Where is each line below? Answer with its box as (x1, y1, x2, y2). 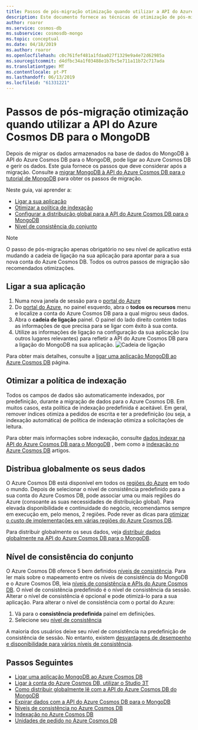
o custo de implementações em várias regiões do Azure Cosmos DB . (6, 517, 173, 524)
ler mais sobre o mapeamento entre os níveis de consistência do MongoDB (6, 574, 189, 581)
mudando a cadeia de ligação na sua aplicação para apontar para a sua (6, 252, 180, 259)
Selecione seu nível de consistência (14, 617, 102, 624)
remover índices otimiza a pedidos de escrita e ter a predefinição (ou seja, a (6, 410, 191, 417)
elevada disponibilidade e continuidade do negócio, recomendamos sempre (6, 505, 190, 512)
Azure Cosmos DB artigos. (6, 446, 71, 454)
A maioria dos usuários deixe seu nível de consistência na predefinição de (6, 628, 187, 635)
